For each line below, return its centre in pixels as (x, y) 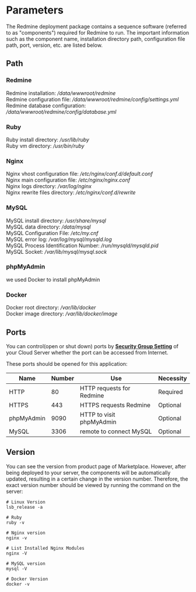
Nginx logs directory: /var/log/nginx (49, 186)
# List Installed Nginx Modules (45, 548)
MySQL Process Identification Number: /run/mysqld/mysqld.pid (82, 245)
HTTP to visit (97, 414)
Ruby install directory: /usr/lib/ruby (48, 140)
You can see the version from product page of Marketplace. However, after (96, 466)
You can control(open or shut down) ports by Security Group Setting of (92, 346)
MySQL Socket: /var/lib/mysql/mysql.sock (57, 251)
